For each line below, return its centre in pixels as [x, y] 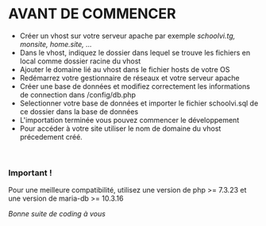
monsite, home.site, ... [56, 44]
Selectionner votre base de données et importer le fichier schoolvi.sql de [139, 103]
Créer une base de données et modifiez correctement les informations [135, 86]
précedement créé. [51, 136]
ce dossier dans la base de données [79, 111]
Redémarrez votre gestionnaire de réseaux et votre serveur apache [129, 78]
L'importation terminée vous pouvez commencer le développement [129, 120]
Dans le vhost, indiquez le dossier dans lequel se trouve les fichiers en [135, 52]
